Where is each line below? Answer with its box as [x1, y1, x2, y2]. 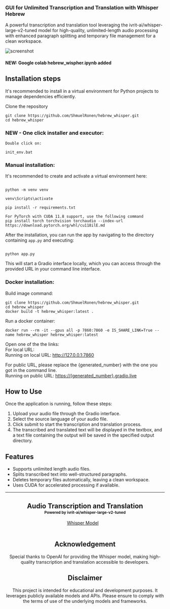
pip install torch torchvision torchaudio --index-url [5, 218, 123, 224]
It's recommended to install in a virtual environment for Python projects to [5, 88, 159, 94]
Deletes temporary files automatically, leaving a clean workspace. [12, 477, 150, 483]
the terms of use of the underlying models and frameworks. [22, 598, 148, 604]
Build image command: [5, 290, 53, 296]
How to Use [5, 387, 42, 396]
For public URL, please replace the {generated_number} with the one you [5, 362, 158, 368]
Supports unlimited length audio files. [12, 466, 91, 472]
